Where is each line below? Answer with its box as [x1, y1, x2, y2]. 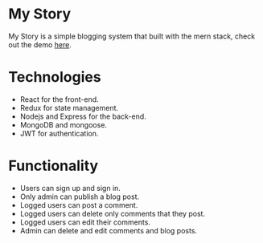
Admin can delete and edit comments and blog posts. [19, 225, 198, 235]
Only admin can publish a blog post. [19, 192, 139, 201]
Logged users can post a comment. [19, 200, 138, 209]
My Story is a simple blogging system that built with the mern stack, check [8, 31, 256, 41]
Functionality [8, 157, 99, 175]
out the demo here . [8, 39, 72, 49]
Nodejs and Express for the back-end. [19, 111, 146, 121]
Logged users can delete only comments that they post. [19, 209, 206, 218]
